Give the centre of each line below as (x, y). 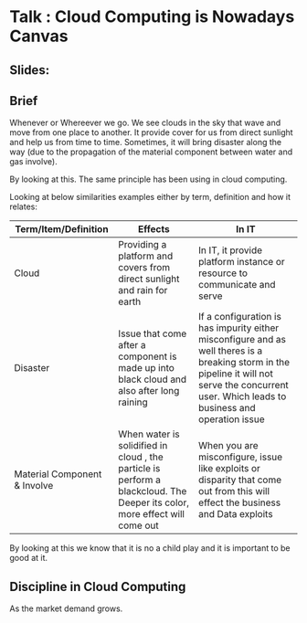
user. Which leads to (242, 396)
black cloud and (153, 379)
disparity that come (240, 480)
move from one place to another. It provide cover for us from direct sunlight (152, 132)
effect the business (239, 502)
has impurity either (238, 328)
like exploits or (229, 469)
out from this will (234, 491)
